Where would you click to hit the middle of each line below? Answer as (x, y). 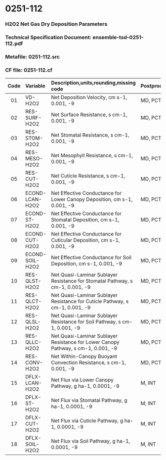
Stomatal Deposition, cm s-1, (85, 220)
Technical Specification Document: (48, 38)
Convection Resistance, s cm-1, (88, 363)
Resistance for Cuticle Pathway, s (90, 301)
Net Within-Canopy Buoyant (84, 357)
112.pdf (14, 44)
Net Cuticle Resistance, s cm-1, (88, 176)
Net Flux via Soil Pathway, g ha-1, (91, 441)
